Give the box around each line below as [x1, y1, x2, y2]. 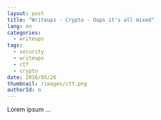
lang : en [7, 23, 32, 29]
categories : [7, 29, 41, 36]
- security [13, 49, 45, 56]
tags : [7, 42, 23, 49]
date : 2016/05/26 [7, 73, 57, 81]
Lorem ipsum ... [7, 106, 51, 114]
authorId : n [7, 86, 41, 93]
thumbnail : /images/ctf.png [7, 80, 88, 87]
